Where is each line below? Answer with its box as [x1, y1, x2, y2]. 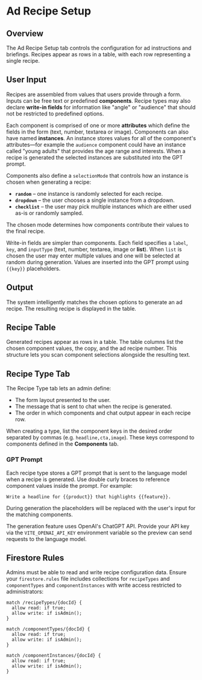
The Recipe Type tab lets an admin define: [6, 385, 112, 392]
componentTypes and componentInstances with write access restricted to [6, 581, 182, 589]
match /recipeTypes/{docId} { [6, 600, 83, 606]
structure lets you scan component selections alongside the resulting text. [6, 351, 191, 358]
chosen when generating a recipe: [6, 178, 92, 186]
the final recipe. [6, 227, 45, 235]
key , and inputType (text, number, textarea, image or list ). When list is [6, 245, 182, 253]
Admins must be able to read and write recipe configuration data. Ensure [6, 569, 187, 576]
